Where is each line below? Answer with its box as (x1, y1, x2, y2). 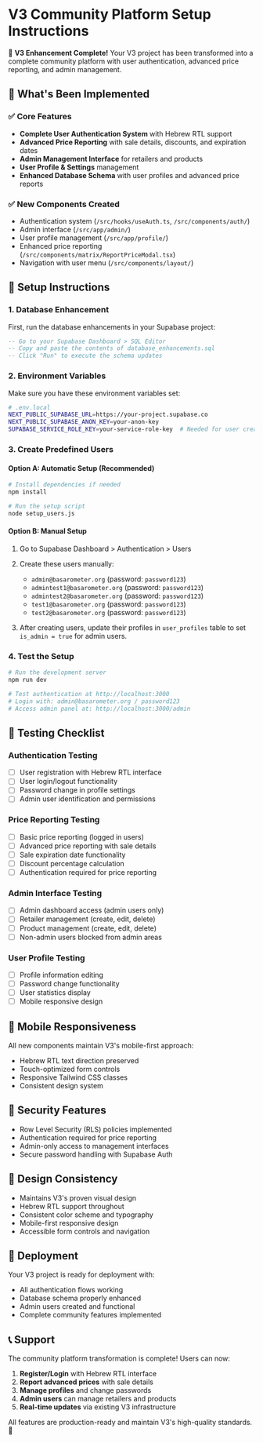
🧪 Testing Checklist (8, 726, 105, 739)
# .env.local (8, 403, 51, 411)
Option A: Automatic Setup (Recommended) (8, 463, 155, 472)
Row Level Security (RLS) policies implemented (19, 1124, 172, 1134)
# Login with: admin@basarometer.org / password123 (8, 697, 180, 705)
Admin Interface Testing (8, 888, 103, 898)
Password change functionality (19, 978, 120, 988)
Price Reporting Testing (8, 814, 100, 825)
